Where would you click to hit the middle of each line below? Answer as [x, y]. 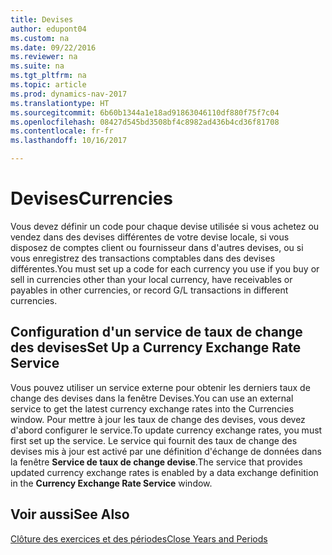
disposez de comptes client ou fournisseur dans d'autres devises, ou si [157, 247]
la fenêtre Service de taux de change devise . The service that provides [156, 462]
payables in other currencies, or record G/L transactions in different [149, 290]
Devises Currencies [91, 198]
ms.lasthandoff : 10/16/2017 [69, 141]
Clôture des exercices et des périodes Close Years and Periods [139, 538]
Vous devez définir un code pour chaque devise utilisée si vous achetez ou [165, 226]
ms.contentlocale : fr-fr [62, 131]
